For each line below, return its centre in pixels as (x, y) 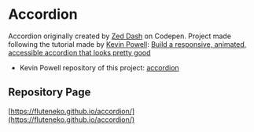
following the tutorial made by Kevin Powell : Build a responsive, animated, (127, 44)
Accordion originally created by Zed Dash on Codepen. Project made (120, 36)
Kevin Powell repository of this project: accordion (99, 67)
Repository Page (50, 93)
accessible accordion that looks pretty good (79, 52)
